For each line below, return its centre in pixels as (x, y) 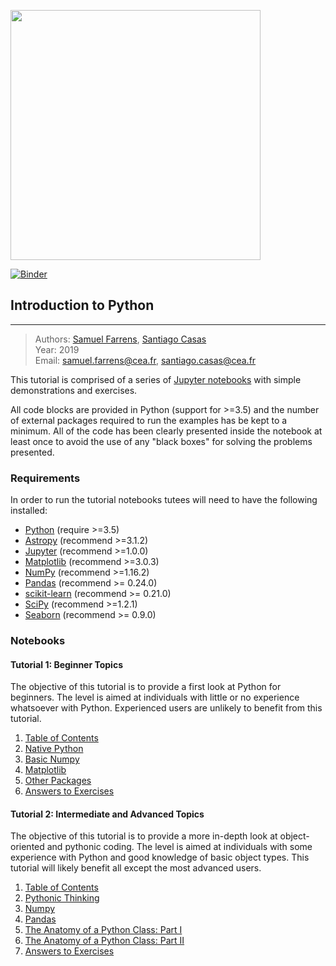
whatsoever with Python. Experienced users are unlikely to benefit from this (166, 708)
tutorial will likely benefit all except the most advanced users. (136, 868)
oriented (27, 847)
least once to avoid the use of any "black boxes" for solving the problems (161, 441)
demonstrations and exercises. (74, 390)
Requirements (45, 478)
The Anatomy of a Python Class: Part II (104, 941)
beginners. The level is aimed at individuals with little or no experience (155, 697)
